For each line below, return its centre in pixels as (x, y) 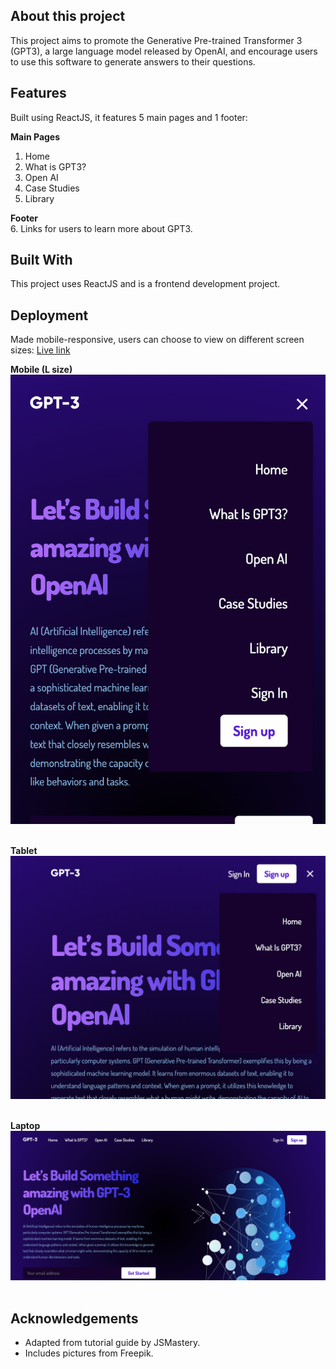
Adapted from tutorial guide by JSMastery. (112, 1343)
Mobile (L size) (41, 370)
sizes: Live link (40, 350)
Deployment (49, 315)
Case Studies (52, 188)
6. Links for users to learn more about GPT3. (101, 228)
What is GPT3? (55, 166)
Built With (41, 260)
